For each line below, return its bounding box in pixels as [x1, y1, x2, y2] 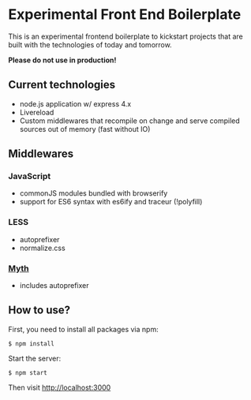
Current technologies [8, 78, 116, 92]
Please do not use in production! [8, 55, 117, 65]
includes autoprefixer [19, 281, 89, 290]
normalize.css [19, 243, 66, 252]
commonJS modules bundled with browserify [19, 189, 168, 198]
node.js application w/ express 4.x [19, 99, 132, 108]
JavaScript [8, 171, 51, 182]
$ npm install [8, 339, 55, 348]
